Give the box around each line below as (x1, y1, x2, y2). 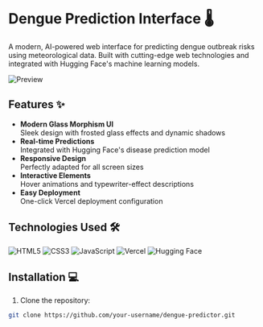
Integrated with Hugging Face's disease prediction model (19, 145, 211, 155)
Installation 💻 (8, 270, 80, 284)
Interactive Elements (19, 170, 91, 180)
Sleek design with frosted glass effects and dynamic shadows (19, 127, 226, 137)
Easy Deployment (19, 188, 80, 197)
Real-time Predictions (19, 136, 95, 146)
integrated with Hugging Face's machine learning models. (8, 59, 199, 68)
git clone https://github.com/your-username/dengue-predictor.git (8, 311, 236, 320)
